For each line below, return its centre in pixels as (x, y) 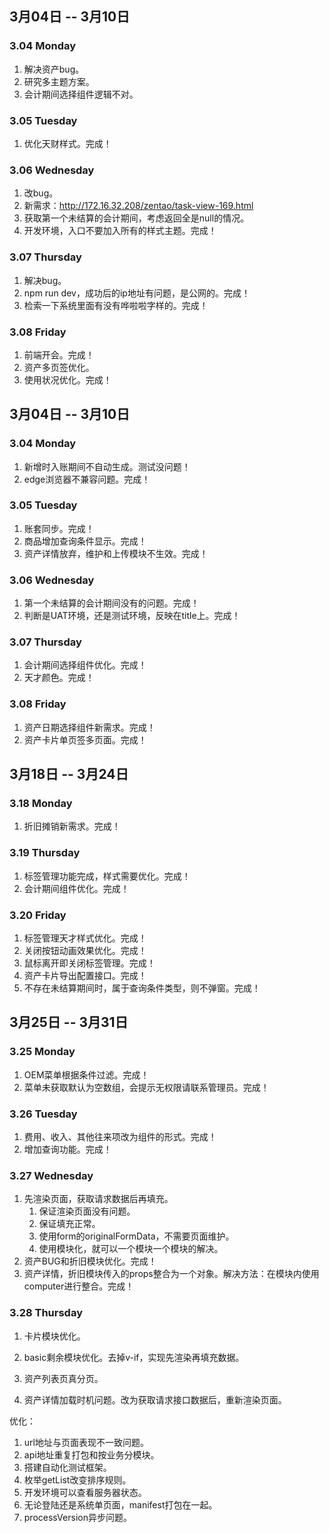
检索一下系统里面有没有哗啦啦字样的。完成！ (116, 305)
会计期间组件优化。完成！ (76, 888)
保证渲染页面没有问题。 (87, 1211)
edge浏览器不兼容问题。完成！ (87, 479)
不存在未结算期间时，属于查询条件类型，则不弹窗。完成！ (142, 988)
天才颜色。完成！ (59, 678)
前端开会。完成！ (59, 354)
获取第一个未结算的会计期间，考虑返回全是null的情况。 (136, 218)
